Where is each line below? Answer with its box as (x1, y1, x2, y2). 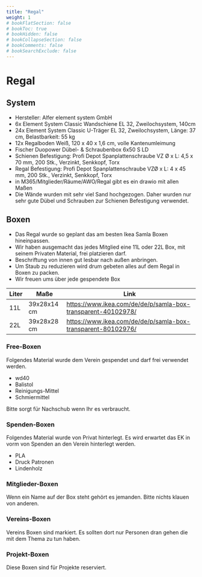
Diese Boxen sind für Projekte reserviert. (6, 564, 107, 571)
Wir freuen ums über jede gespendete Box (14, 275, 120, 282)
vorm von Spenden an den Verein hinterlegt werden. (6, 440, 136, 448)
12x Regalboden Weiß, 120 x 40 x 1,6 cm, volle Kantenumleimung (14, 139, 176, 146)
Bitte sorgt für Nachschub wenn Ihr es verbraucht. (6, 405, 131, 413)
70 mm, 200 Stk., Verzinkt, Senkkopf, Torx (14, 158, 120, 166)
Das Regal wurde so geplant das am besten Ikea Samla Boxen (14, 230, 168, 238)
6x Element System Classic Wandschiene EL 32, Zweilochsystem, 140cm (14, 120, 196, 127)
